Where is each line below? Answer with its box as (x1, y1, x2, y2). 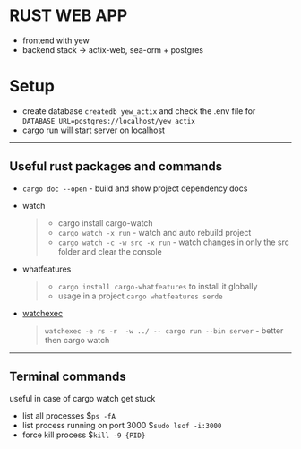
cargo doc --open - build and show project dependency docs (21, 183, 248, 194)
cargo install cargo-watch (57, 217, 154, 229)
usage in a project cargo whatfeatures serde (57, 290, 223, 301)
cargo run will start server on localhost (21, 125, 166, 135)
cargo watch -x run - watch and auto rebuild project (57, 227, 252, 237)
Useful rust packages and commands (9, 159, 222, 175)
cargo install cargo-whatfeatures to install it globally (57, 281, 258, 291)
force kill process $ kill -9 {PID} (21, 429, 146, 440)
